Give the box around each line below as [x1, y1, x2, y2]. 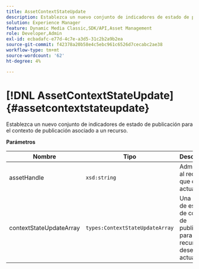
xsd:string [85, 174, 117, 181]
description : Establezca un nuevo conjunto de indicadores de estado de [6, 14, 190, 20]
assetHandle [9, 174, 44, 182]
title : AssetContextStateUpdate [6, 8, 86, 15]
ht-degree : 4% [6, 58, 41, 64]
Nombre [33, 153, 56, 161]
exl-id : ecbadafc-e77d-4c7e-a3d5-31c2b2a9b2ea [6, 36, 123, 42]
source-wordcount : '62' [6, 53, 65, 59]
